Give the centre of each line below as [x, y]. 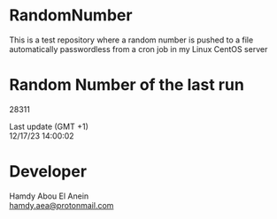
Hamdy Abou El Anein [49, 196]
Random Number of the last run [127, 85]
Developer [48, 172]
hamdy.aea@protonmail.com [62, 205]
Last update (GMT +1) [49, 126]
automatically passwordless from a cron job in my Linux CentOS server [138, 49]
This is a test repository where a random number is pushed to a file [131, 40]
